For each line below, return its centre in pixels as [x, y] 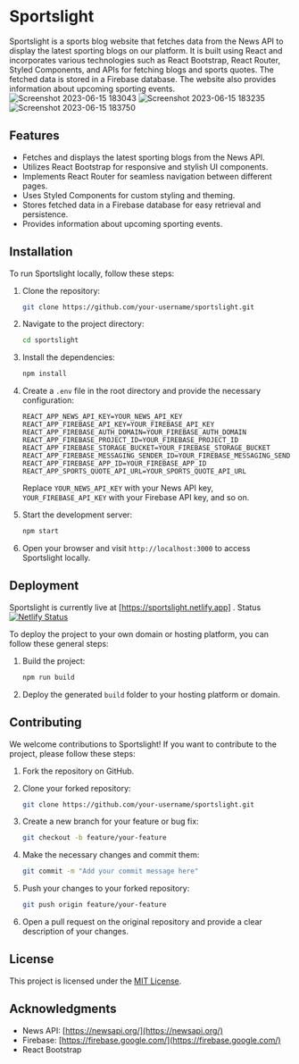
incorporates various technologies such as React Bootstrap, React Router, [145, 60]
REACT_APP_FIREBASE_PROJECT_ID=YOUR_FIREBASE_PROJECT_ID [130, 440]
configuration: [48, 400]
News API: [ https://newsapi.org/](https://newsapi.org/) [122, 1030]
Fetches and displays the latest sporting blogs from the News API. [143, 157]
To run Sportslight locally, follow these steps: [92, 273]
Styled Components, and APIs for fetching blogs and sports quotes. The [141, 70]
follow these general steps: [59, 643]
